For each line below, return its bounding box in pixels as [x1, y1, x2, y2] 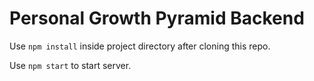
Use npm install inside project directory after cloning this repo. [9, 40, 271, 52]
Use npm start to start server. [9, 59, 132, 71]
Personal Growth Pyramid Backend [9, 7, 305, 30]
